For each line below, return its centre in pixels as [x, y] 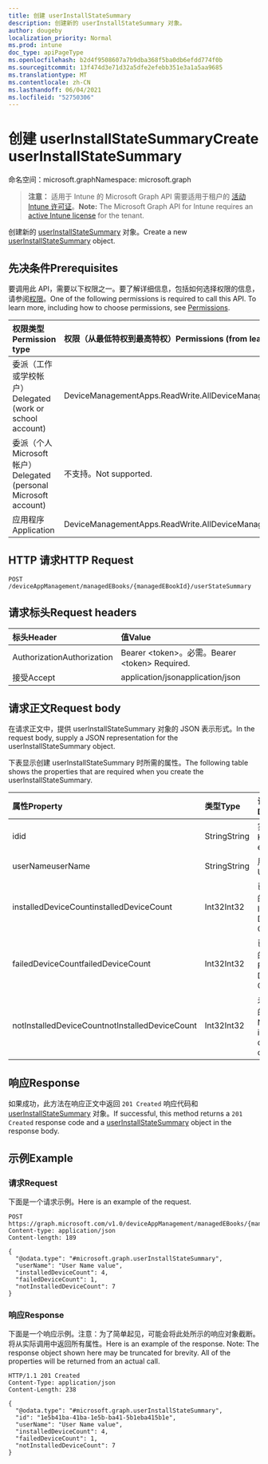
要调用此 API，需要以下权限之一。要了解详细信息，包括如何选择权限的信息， [134, 289]
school [25, 418]
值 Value [136, 637]
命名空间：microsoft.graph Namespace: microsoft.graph [100, 179]
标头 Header [35, 637]
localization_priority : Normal [60, 38]
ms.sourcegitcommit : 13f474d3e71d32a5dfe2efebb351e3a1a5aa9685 [116, 68]
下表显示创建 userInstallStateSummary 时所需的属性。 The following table [128, 763]
